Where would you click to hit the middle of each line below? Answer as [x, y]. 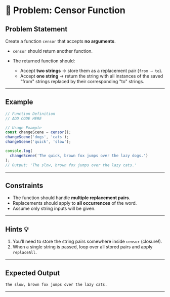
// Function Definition [30, 114]
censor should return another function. [52, 51]
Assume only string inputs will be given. [54, 209]
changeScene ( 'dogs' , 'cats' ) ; [37, 137]
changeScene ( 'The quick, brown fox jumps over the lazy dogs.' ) [79, 156]
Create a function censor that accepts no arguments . [60, 41]
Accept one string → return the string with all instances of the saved [92, 76]
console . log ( [19, 151]
